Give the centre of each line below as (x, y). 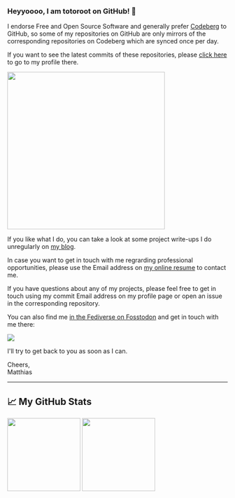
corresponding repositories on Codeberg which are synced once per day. (113, 41)
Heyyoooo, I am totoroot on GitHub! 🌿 (72, 11)
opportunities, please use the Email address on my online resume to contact (117, 268)
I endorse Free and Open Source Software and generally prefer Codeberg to (117, 27)
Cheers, (19, 365)
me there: (21, 325)
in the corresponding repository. (54, 304)
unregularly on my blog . (42, 247)
